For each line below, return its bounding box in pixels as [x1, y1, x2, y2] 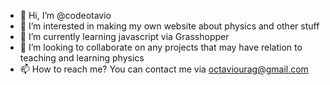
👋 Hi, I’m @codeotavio [19, 10, 112, 21]
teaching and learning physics [19, 52, 145, 64]
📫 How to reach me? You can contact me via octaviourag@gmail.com [19, 63, 309, 75]
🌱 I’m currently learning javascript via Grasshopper [19, 31, 230, 42]
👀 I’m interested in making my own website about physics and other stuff [19, 20, 320, 32]
